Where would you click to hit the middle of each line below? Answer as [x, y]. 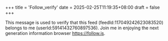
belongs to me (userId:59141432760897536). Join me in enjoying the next [82, 28]
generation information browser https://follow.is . [55, 33]
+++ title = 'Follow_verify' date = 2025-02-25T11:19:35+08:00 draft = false [82, 7]
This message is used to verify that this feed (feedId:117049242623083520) [85, 23]
